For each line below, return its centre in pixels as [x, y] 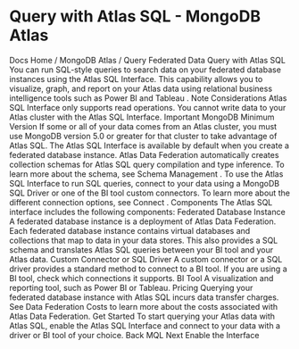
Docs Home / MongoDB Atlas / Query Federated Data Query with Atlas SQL [147, 60]
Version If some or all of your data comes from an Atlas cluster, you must [143, 126]
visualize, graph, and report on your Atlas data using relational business [141, 88]
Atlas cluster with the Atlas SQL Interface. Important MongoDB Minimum [142, 117]
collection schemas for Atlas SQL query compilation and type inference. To [147, 164]
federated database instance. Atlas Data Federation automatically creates [144, 154]
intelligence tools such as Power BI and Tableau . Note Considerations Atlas [148, 98]
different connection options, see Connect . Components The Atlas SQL [141, 202]
